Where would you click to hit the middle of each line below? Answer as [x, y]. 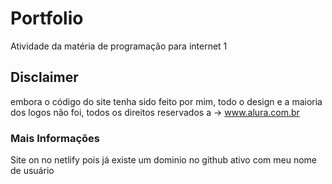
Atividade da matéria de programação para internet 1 [119, 46]
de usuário [32, 171]
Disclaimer [44, 77]
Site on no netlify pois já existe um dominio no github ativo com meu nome [163, 160]
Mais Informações [55, 138]
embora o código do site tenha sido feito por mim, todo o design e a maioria [166, 101]
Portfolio [47, 18]
